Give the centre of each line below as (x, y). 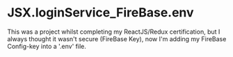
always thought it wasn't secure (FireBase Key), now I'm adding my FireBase (117, 38)
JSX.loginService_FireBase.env (101, 13)
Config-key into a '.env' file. (47, 46)
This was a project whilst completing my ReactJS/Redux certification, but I (114, 32)
